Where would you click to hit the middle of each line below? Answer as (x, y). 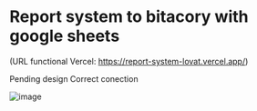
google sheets (65, 36)
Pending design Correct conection (74, 78)
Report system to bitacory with (129, 17)
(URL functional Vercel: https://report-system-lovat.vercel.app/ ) (129, 61)
